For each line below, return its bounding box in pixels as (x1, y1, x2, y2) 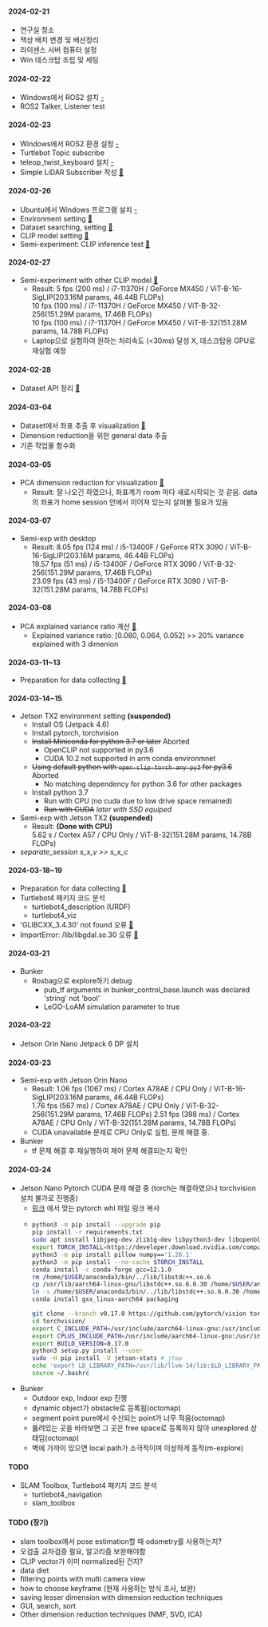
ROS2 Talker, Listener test (19, 102, 105, 111)
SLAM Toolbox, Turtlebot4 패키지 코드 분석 (19, 1481, 157, 1490)
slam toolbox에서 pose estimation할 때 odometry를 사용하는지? (19, 1537, 222, 1546)
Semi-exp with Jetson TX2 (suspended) (19, 813, 153, 823)
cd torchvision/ (31, 1317, 86, 1325)
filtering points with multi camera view (19, 1574, 146, 1584)
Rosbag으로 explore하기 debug (31, 975, 132, 985)
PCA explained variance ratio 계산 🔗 (19, 622, 137, 632)
